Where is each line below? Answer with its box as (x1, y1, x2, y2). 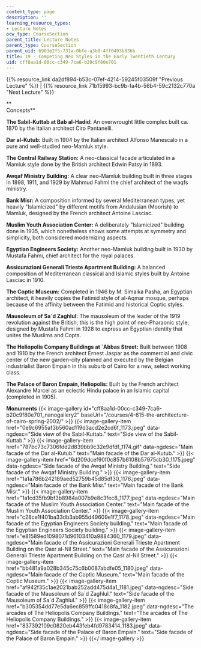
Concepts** (6, 106, 36, 114)
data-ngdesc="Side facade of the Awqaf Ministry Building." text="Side (6, 462, 181, 469)
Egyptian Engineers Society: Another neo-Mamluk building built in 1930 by (6, 245, 193, 252)
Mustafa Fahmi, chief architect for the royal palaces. (6, 252, 135, 259)
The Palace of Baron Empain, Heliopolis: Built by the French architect (6, 380, 179, 388)
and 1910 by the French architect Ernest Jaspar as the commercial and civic (6, 349, 193, 356)
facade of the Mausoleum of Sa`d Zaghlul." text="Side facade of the (6, 590, 175, 597)
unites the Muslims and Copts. (6, 331, 82, 338)
